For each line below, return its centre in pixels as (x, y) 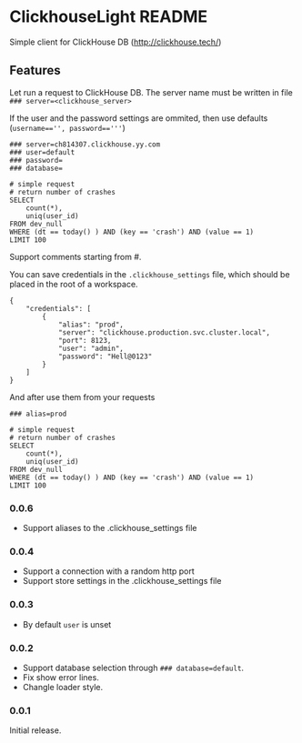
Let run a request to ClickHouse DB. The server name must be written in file (151, 92)
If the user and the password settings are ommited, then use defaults (139, 118)
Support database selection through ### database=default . (133, 668)
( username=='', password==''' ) (67, 127)
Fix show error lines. (61, 677)
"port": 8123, (85, 340)
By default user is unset (67, 624)
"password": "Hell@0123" (105, 356)
